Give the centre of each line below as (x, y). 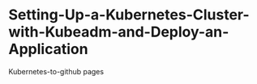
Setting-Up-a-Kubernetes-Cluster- (129, 15)
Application (48, 49)
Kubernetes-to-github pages (56, 71)
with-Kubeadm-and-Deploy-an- (119, 32)
